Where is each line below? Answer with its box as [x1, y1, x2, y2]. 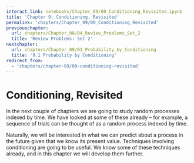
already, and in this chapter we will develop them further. [6, 150, 144, 157]
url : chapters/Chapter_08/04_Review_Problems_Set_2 [11, 30, 141, 36]
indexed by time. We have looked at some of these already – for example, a [6, 114, 188, 121]
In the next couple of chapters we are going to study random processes [6, 108, 180, 115]
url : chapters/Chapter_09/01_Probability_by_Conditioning [11, 47, 157, 53]
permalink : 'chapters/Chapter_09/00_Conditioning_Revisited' [6, 19, 159, 25]
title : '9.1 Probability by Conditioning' [11, 52, 117, 58]
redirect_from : [6, 57, 44, 63]
